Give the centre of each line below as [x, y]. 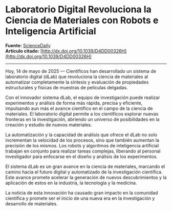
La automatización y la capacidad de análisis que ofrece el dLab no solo [81, 135]
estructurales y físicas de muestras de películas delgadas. [67, 87]
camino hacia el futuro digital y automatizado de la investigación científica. [84, 172]
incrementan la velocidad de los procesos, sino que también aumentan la [82, 140]
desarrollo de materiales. [31, 203]
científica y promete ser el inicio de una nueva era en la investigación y [80, 198]
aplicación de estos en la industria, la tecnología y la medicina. [71, 183]
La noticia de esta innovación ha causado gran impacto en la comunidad [82, 193]
